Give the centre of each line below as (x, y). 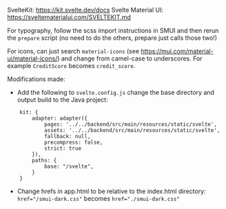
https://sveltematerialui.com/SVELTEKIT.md (69, 17)
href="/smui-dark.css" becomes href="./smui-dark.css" (99, 198)
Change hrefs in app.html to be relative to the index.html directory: (111, 191)
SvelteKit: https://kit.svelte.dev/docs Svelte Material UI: (85, 10)
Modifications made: (36, 79)
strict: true (62, 148)
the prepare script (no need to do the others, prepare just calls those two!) (112, 38)
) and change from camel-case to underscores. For (130, 58)
